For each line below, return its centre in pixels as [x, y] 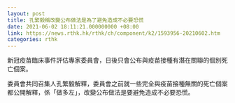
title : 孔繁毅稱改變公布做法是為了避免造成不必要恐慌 [76, 20]
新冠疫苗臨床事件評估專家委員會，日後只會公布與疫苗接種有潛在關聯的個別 [114, 61]
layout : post [26, 14]
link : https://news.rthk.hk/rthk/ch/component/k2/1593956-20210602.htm [114, 33]
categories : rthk [33, 40]
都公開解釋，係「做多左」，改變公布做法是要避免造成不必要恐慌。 [101, 93]
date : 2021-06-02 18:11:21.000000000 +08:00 [73, 26]
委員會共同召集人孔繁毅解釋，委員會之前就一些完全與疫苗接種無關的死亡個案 [117, 84]
